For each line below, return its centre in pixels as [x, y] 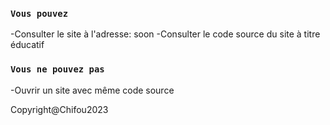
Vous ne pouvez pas [57, 69]
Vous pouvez [39, 13]
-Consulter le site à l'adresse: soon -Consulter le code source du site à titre [165, 34]
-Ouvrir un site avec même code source [92, 90]
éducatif [27, 45]
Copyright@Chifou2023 [59, 109]
